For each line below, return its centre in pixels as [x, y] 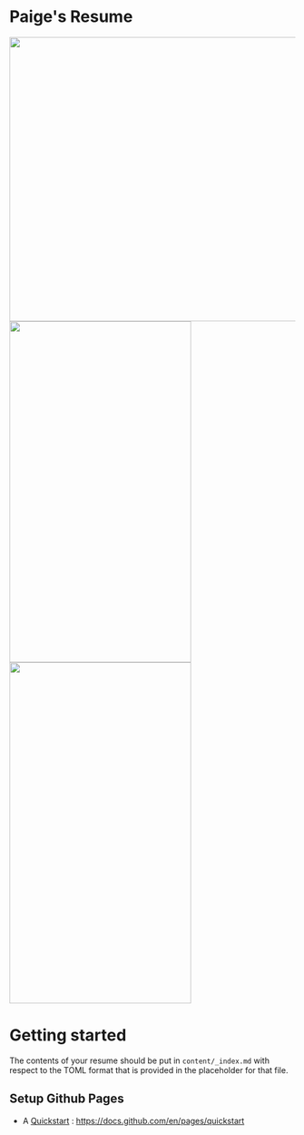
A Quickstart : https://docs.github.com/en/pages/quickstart [133, 1120]
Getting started [68, 1035]
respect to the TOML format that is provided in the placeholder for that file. [149, 1070]
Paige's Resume [71, 17]
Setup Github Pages [67, 1099]
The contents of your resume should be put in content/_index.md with [140, 1060]
